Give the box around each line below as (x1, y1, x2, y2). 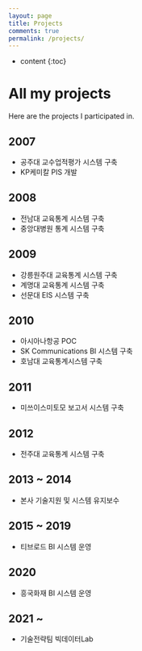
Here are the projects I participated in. (8, 111, 135, 121)
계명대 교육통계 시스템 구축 (19, 280, 105, 290)
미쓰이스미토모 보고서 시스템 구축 (19, 403, 124, 412)
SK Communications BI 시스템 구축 (19, 346, 133, 356)
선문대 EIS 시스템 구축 (19, 290, 90, 299)
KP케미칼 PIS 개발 (19, 167, 78, 177)
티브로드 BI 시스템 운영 (19, 541, 92, 551)
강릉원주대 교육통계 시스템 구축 (19, 269, 118, 279)
